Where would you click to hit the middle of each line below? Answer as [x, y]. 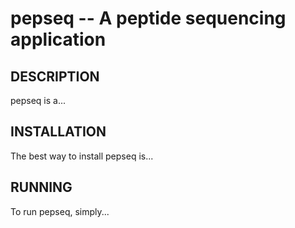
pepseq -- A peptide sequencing [148, 18]
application [58, 39]
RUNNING [41, 187]
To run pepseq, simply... [60, 211]
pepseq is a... [38, 100]
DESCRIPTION [55, 76]
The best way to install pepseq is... [82, 156]
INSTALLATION [58, 132]
